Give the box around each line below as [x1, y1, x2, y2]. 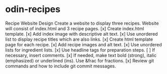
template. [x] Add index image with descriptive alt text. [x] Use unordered [5, 31, 158, 37]
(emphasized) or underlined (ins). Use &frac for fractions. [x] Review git [5, 57, 154, 63]
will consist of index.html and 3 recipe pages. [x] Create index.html [5, 25, 144, 31]
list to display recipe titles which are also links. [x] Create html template [5, 36, 153, 42]
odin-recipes [5, 4, 61, 15]
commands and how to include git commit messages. [5, 63, 116, 69]
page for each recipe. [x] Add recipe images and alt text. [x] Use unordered [5, 41, 162, 47]
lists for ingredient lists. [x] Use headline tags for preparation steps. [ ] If [5, 47, 155, 53]
